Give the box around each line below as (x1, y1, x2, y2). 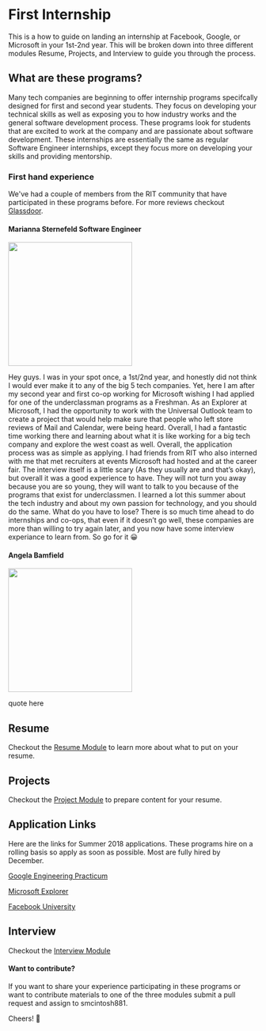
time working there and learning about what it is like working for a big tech (8, 432, 251, 441)
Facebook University (8, 901, 76, 911)
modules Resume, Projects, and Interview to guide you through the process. (8, 48, 256, 58)
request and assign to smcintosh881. (8, 998, 128, 1007)
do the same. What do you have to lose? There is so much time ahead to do (8, 507, 255, 516)
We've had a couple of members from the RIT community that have (8, 189, 227, 199)
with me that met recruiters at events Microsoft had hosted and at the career (8, 457, 257, 466)
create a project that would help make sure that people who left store (8, 414, 234, 424)
